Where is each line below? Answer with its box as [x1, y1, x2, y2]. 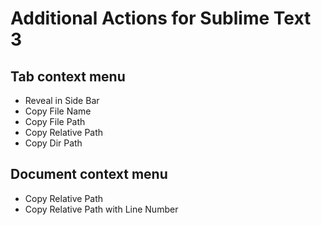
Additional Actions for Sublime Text [10, 7, 312, 30]
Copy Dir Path [24, 137, 83, 149]
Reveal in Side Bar [24, 95, 100, 106]
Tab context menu [10, 68, 126, 85]
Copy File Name [24, 105, 92, 117]
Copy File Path [24, 116, 86, 127]
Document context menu [10, 166, 168, 183]
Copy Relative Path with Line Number [24, 203, 179, 215]
